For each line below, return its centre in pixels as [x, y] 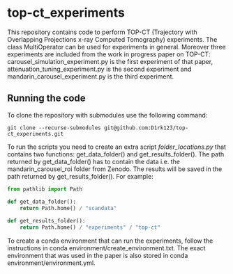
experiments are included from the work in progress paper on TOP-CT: [109, 54]
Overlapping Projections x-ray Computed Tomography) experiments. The [112, 39]
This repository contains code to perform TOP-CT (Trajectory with [102, 32]
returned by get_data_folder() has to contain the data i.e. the [93, 161]
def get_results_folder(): [46, 221]
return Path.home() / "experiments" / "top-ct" [90, 227]
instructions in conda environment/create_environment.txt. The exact [106, 248]
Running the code [46, 98]
